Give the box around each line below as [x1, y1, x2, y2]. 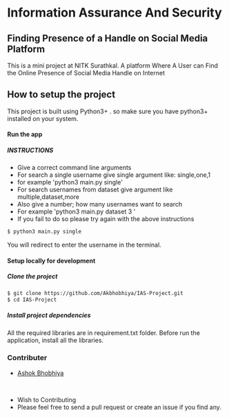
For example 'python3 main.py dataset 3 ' [17, 207, 136, 216]
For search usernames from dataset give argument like [17, 185, 173, 194]
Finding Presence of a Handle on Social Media [7, 32, 208, 44]
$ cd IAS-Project [7, 296, 57, 303]
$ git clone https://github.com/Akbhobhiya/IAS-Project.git [7, 289, 184, 296]
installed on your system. [7, 114, 79, 122]
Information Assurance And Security [7, 5, 222, 21]
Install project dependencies [7, 311, 91, 319]
